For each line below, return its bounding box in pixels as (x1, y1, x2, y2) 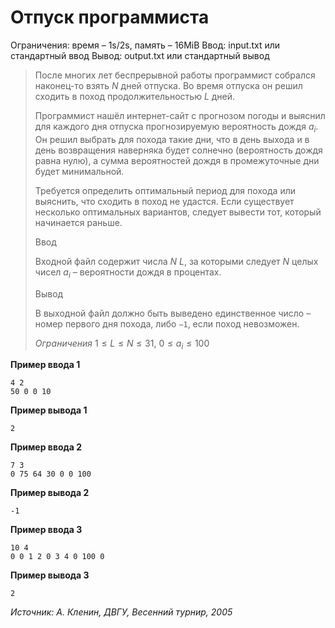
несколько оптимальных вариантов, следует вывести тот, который (34, 206, 322, 218)
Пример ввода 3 (10, 524, 83, 536)
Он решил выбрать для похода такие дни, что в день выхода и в (34, 133, 310, 145)
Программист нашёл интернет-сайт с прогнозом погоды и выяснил (34, 109, 326, 121)
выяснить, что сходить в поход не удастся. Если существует (34, 195, 295, 207)
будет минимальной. (34, 165, 125, 177)
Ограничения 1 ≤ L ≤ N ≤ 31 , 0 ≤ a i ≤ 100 (34, 337, 210, 351)
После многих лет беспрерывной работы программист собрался (34, 69, 316, 81)
